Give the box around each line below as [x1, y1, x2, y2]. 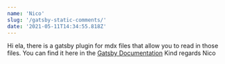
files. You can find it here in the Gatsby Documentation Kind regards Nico [7, 49, 216, 57]
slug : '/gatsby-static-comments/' [7, 17, 107, 23]
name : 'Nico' [7, 10, 45, 17]
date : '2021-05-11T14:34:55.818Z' [7, 23, 107, 30]
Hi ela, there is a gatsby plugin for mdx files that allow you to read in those [7, 42, 219, 50]
